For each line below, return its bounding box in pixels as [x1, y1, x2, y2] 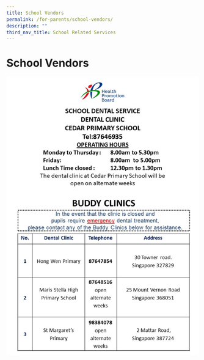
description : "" [6, 23, 48, 29]
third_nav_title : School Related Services [6, 29, 116, 35]
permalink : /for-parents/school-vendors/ [6, 16, 114, 23]
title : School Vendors [6, 10, 64, 16]
